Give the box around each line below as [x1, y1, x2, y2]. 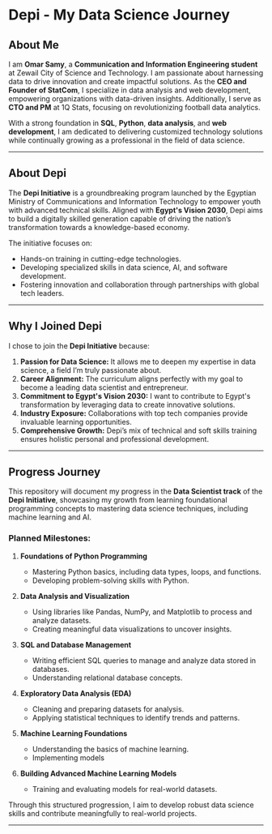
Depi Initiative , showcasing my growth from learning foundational [8, 495, 228, 505]
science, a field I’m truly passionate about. [19, 365, 162, 374]
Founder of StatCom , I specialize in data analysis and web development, [8, 85, 251, 95]
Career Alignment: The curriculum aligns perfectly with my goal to [19, 374, 244, 383]
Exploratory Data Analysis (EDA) [19, 688, 132, 698]
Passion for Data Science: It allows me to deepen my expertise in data [19, 357, 257, 366]
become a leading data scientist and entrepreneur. [19, 383, 189, 392]
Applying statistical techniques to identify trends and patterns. [32, 712, 240, 722]
